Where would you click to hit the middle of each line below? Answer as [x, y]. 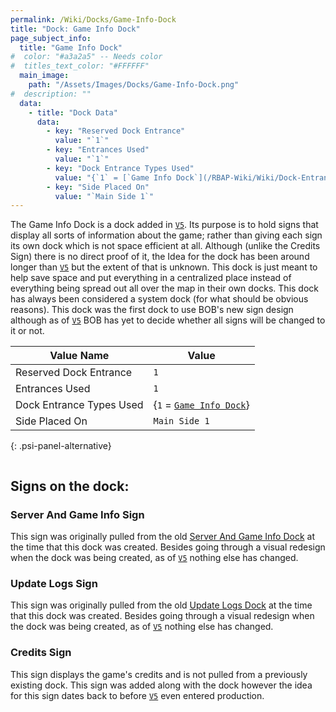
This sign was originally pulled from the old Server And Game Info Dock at [163, 536]
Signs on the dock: [70, 486]
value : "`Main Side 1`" [104, 196]
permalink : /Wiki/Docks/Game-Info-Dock [93, 19]
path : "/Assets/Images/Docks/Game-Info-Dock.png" [134, 85]
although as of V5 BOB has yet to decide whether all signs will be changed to [168, 320]
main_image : [44, 76]
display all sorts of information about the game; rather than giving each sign [166, 235]
